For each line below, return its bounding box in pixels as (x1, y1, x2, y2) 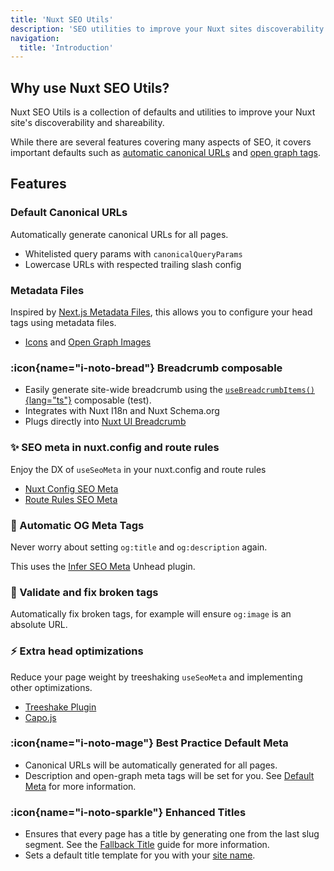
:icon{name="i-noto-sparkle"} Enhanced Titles (10, 805, 247, 819)
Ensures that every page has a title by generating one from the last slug (24, 828, 320, 840)
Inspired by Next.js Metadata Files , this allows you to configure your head (10, 306, 313, 318)
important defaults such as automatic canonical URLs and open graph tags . (10, 147, 322, 159)
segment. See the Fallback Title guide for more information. (24, 839, 270, 851)
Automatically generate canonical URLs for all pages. (10, 228, 229, 240)
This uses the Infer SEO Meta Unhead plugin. (10, 560, 196, 572)
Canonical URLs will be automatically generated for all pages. (24, 759, 278, 771)
